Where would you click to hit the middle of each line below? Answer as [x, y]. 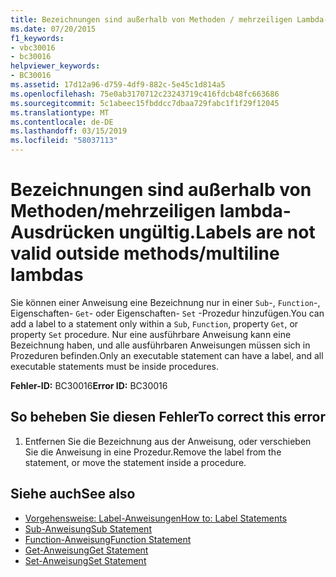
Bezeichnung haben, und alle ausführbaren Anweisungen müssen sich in [160, 345]
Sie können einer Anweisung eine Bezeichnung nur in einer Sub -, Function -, [165, 302]
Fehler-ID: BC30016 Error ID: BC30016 [89, 385]
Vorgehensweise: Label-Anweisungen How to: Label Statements [156, 518]
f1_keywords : [37, 38]
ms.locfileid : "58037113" [64, 141]
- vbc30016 [33, 47]
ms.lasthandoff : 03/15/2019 [69, 131]
